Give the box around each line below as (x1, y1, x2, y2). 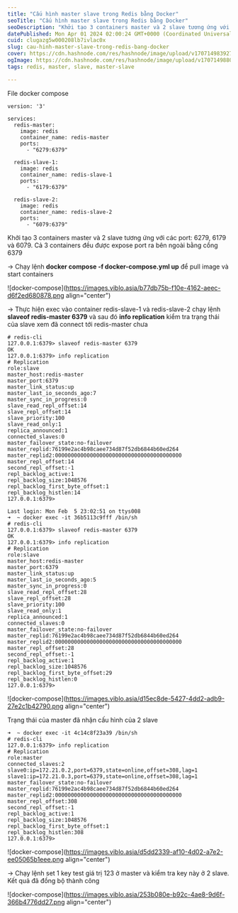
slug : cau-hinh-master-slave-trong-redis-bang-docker (7, 43, 170, 50)
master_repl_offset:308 (7, 797, 78, 805)
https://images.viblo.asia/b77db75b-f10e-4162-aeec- (65, 283, 221, 292)
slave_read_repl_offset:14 (7, 402, 87, 409)
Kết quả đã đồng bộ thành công (7, 876, 100, 885)
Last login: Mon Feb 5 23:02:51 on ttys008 (7, 507, 141, 515)
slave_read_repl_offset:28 (7, 588, 87, 595)
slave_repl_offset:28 (7, 595, 72, 602)
